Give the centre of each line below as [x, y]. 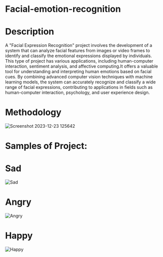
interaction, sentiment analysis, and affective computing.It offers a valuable [81, 66]
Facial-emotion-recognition [63, 9]
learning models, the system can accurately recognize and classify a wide [81, 82]
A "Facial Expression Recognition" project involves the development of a [79, 45]
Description [30, 32]
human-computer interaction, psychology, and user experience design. [78, 93]
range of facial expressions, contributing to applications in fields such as [79, 87]
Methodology [33, 112]
